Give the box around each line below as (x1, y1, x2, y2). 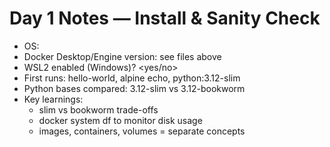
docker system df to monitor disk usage (38, 114, 203, 126)
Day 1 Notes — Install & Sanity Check (9, 7, 321, 30)
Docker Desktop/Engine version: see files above (23, 50, 222, 62)
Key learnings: (23, 93, 84, 105)
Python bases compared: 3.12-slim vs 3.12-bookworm (23, 82, 246, 94)
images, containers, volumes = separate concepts (38, 125, 246, 137)
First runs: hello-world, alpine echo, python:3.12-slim (23, 72, 241, 84)
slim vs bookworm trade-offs (38, 103, 159, 116)
